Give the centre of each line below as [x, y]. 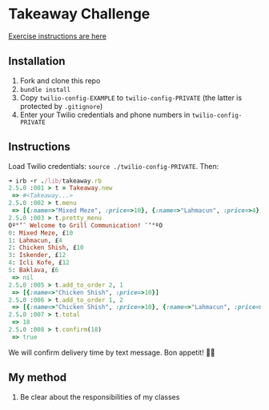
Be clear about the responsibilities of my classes [100, 396]
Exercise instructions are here [57, 36]
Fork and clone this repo [60, 80]
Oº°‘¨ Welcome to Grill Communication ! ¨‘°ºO [85, 225]
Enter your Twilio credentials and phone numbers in [105, 115]
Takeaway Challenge [79, 14]
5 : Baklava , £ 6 [34, 270]
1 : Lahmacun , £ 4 [35, 240]
